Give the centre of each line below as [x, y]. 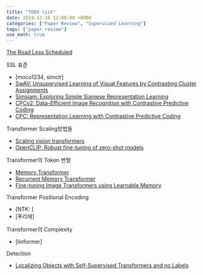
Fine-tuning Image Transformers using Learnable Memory [88, 186]
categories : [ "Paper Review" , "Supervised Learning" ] [76, 23]
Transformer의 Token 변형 [39, 160]
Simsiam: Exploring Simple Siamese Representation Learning [92, 97]
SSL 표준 [17, 65]
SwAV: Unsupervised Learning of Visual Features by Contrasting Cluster [106, 84]
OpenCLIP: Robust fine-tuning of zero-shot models [79, 148]
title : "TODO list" [31, 12]
